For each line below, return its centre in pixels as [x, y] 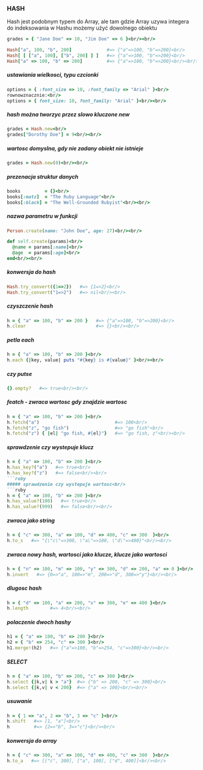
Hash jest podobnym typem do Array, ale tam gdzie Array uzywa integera [98, 22]
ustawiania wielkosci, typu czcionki [53, 75]
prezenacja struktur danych [43, 176]
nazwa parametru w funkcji [42, 216]
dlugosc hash [24, 588]
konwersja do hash [31, 272]
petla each [21, 340]
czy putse [20, 374]
